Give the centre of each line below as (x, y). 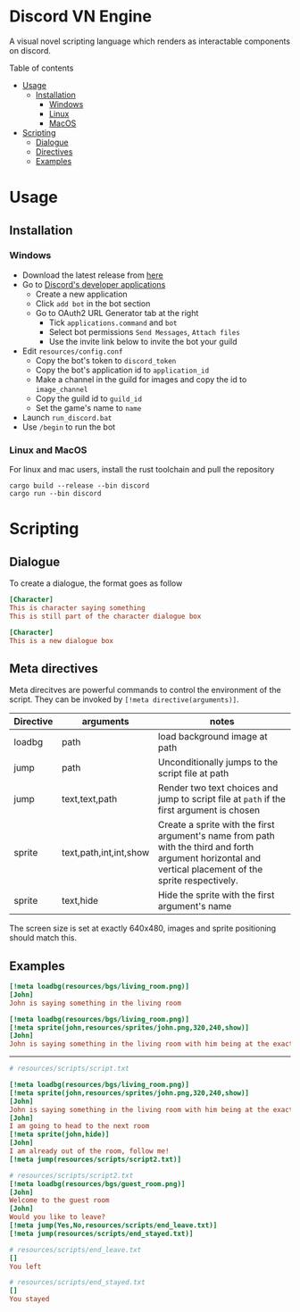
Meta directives (54, 669)
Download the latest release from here (92, 275)
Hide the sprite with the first (216, 895)
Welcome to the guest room (59, 1200)
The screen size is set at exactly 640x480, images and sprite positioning (143, 928)
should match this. (43, 938)
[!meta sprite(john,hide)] (59, 1135)
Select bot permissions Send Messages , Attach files (145, 331)
